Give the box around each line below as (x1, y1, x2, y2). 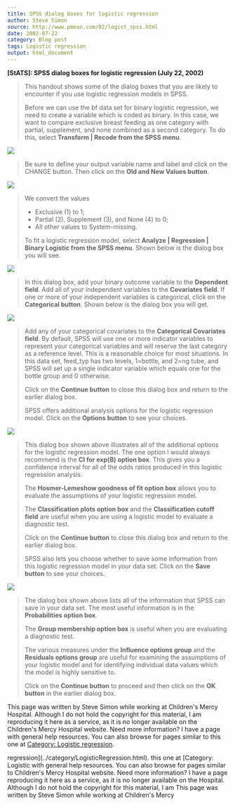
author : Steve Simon (7, 17, 68, 24)
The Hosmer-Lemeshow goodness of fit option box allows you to (24, 483, 216, 492)
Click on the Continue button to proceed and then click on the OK (24, 681, 216, 690)
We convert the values (24, 194, 90, 202)
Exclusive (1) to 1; (34, 208, 86, 216)
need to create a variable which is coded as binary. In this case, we (24, 110, 219, 119)
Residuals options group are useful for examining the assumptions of (24, 653, 227, 661)
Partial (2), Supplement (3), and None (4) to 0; (34, 215, 168, 223)
